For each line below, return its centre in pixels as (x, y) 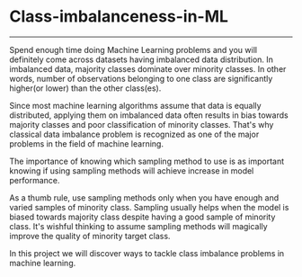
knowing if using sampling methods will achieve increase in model (132, 170)
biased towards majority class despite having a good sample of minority (142, 217)
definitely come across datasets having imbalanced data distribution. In (142, 59)
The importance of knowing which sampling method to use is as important (147, 161)
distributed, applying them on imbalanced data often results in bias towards (149, 115)
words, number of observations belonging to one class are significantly (141, 78)
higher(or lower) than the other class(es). (85, 88)
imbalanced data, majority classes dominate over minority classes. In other (148, 68)
